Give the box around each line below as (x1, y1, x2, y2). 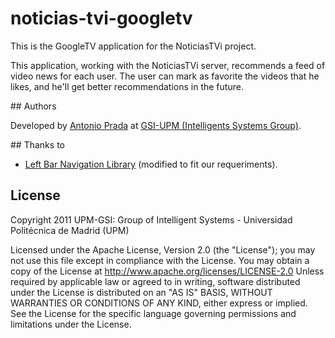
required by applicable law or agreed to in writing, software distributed (10, 275, 301, 287)
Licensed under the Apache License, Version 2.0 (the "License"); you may (10, 243, 316, 256)
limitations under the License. (10, 318, 132, 330)
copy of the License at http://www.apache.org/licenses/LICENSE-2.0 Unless (10, 265, 325, 277)
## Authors (10, 100, 57, 112)
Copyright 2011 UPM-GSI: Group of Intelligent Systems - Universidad (10, 213, 293, 226)
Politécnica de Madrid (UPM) (10, 224, 130, 236)
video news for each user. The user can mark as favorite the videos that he (10, 70, 320, 82)
